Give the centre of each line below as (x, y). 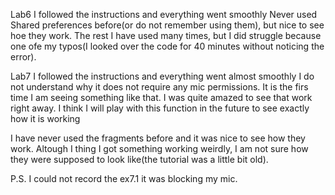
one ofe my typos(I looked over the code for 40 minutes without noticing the (167, 46)
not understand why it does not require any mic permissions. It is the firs (159, 87)
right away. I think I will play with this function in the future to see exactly (160, 108)
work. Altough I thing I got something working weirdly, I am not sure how (159, 148)
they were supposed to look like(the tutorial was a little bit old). (139, 159)
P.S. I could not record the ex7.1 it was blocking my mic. (124, 178)
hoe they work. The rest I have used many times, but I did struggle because (166, 35)
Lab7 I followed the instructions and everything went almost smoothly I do (162, 76)
